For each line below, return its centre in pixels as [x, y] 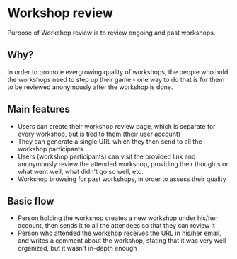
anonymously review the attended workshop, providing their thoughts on [123, 163]
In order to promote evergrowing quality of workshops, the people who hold [118, 71]
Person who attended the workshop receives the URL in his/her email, [119, 233]
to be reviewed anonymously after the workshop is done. [90, 87]
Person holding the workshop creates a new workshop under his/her [117, 218]
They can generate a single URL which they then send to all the [110, 141]
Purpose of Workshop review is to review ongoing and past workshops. [111, 33]
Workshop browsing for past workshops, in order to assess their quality [122, 179]
